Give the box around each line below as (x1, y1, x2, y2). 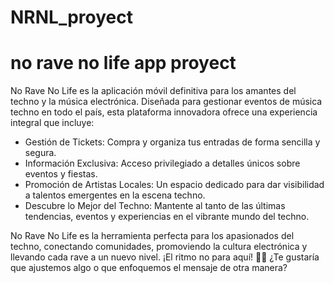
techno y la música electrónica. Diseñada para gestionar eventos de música (10, 96, 323, 108)
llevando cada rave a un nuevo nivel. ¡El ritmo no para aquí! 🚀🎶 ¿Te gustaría (10, 251, 320, 263)
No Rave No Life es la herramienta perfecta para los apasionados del (10, 230, 295, 242)
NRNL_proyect (10, 6, 133, 29)
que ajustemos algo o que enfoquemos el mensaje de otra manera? (10, 262, 288, 274)
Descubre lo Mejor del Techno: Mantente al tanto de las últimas (24, 200, 286, 212)
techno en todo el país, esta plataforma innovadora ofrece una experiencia (10, 106, 318, 118)
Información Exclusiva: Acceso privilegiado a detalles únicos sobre (24, 157, 301, 170)
